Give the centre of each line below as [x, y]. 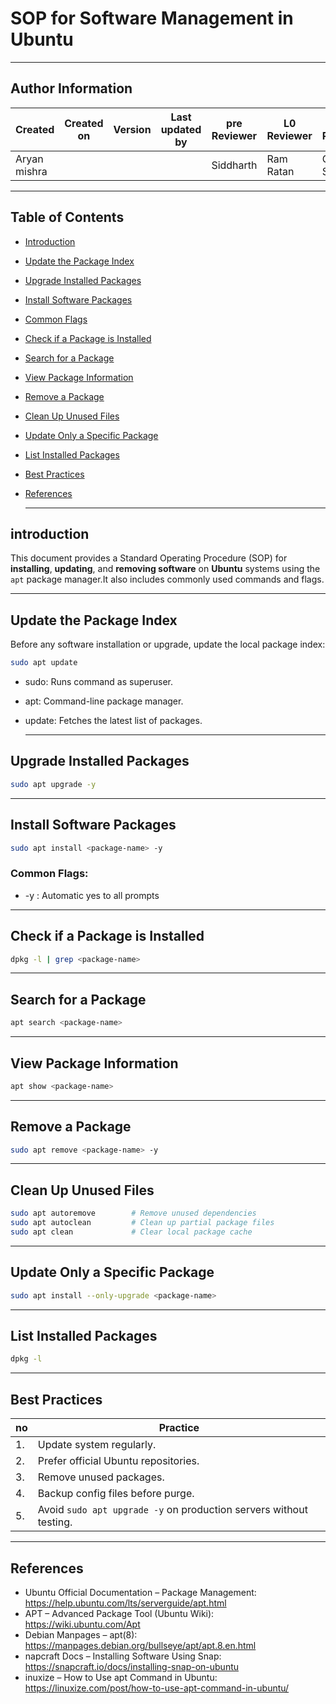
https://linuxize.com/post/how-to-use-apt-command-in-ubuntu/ [157, 1688]
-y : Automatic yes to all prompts [92, 895]
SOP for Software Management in [152, 18]
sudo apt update [44, 663]
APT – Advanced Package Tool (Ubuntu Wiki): [119, 1613]
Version [132, 129]
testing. [55, 1522]
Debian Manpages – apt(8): [81, 1634]
